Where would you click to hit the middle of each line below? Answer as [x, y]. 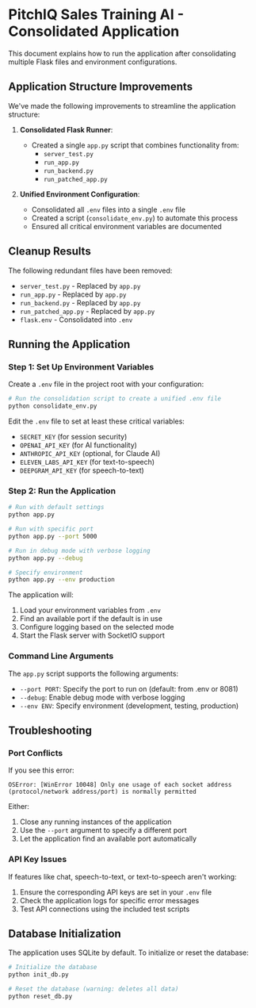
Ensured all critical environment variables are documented [126, 226]
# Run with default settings [56, 508]
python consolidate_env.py [53, 406]
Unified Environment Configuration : [80, 194]
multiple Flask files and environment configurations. [93, 62]
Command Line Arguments [61, 656]
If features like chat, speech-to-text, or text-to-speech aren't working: [122, 876]
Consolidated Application [94, 31]
